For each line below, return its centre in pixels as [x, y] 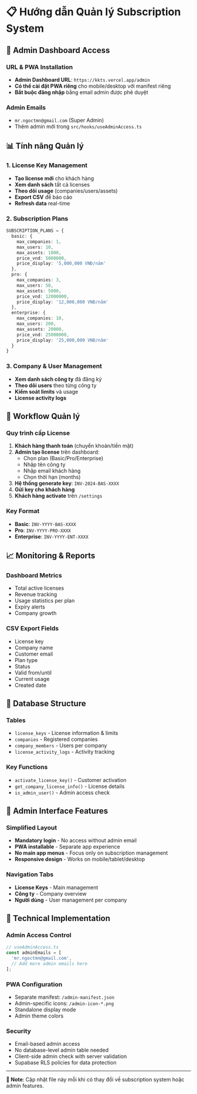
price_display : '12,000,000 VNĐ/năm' [63, 302]
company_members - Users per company [61, 746]
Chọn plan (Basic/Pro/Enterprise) [63, 458]
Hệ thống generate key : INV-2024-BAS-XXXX [67, 483]
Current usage [32, 679]
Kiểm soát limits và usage [46, 391]
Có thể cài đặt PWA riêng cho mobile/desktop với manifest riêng [93, 86]
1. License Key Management [47, 165]
